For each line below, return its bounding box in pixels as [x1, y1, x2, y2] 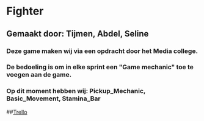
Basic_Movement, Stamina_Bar [6, 94, 101, 103]
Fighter [6, 4, 44, 18]
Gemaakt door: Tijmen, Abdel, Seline [6, 29, 149, 39]
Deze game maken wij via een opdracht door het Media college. [6, 47, 199, 55]
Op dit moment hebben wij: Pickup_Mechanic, [6, 87, 146, 95]
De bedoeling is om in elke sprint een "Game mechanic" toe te [6, 63, 194, 71]
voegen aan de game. [6, 71, 72, 79]
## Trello [6, 108, 27, 116]
